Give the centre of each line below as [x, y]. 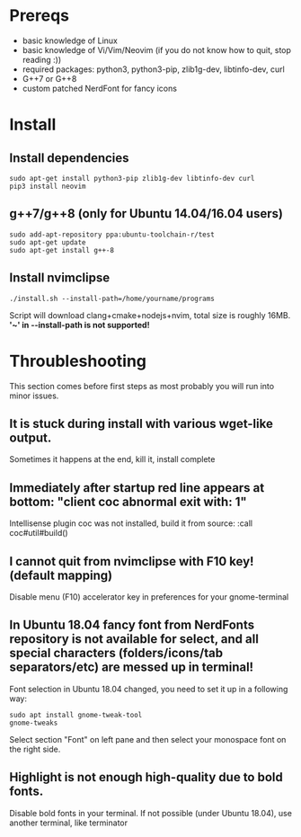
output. [31, 437]
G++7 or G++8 [49, 78]
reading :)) [41, 59]
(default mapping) [61, 575]
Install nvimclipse [60, 278]
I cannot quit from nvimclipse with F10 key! [132, 561]
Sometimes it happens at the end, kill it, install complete [112, 459]
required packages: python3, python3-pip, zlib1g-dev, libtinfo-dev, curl [153, 69]
